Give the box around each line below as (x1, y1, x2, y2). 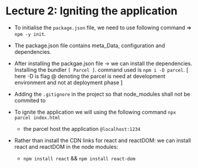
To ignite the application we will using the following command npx (14, 108, 176, 115)
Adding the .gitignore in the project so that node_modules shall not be (14, 90, 190, 97)
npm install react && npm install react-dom (23, 154, 136, 162)
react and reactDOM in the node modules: (14, 143, 118, 150)
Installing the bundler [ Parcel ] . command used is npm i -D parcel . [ (14, 66, 188, 73)
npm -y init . (14, 30, 46, 37)
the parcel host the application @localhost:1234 (23, 125, 140, 132)
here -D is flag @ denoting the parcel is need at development (14, 72, 166, 80)
